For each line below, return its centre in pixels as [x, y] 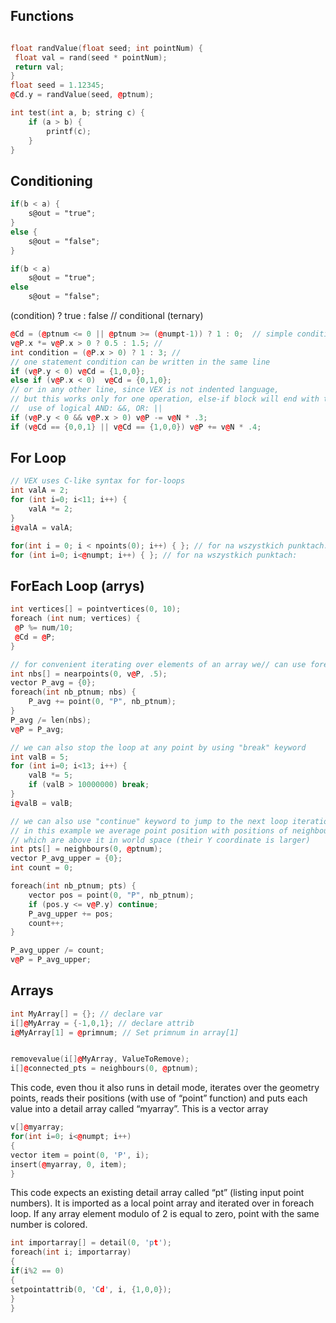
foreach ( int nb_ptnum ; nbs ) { [73, 692]
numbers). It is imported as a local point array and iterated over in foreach [162, 1203]
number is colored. [49, 1225]
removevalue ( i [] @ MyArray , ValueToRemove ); [100, 1059]
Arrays [32, 990]
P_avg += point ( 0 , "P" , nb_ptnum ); [102, 702]
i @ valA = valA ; [42, 527]
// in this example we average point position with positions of [149, 830]
